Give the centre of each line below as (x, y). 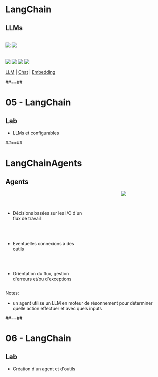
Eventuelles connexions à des (43, 243)
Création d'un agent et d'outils (44, 369)
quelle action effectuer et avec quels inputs (57, 308)
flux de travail (27, 218)
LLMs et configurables (36, 133)
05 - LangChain (38, 102)
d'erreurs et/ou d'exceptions (42, 279)
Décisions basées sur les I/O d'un (47, 213)
